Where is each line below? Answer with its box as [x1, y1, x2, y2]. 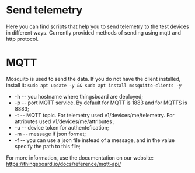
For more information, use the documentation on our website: [6, 154, 154, 161]
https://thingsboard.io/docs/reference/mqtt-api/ [6, 160, 121, 167]
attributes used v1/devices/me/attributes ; [14, 118, 115, 125]
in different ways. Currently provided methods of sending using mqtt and [6, 29, 182, 36]
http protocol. [6, 35, 39, 42]
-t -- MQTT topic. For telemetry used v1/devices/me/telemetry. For [14, 111, 175, 118]
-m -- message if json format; [14, 130, 86, 137]
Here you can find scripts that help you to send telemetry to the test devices [6, 23, 189, 30]
